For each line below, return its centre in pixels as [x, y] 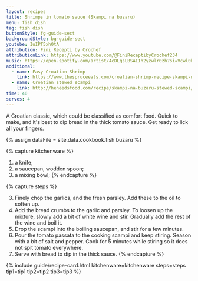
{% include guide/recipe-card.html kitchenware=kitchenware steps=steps [96, 265]
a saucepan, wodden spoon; [49, 169]
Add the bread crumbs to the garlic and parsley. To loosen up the [94, 210]
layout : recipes [26, 11]
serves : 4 [18, 99]
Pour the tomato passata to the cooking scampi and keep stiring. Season [103, 235]
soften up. [27, 204]
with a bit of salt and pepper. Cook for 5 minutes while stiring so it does [101, 241]
